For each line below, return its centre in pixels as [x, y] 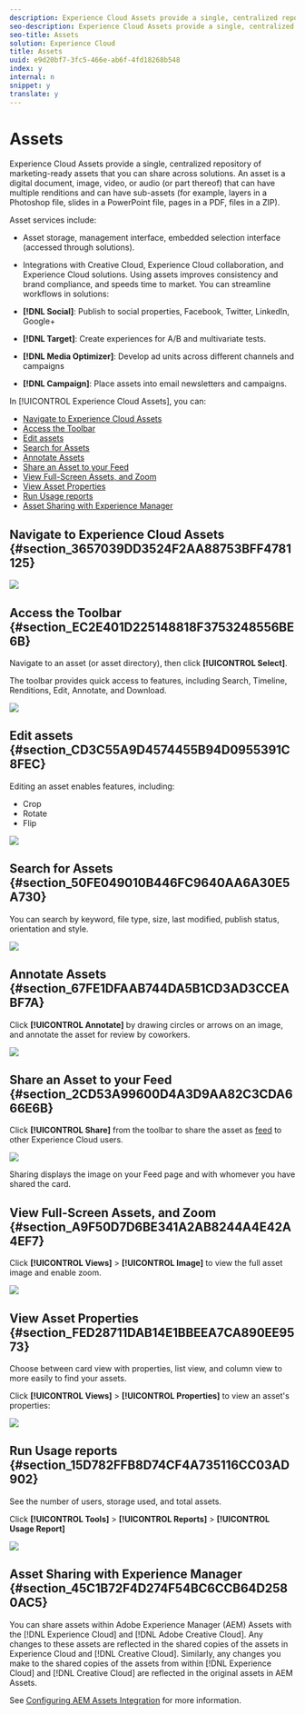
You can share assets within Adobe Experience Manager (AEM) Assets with [151, 1624]
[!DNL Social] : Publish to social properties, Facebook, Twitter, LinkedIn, [156, 312]
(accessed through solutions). [79, 247]
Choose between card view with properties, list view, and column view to [146, 1368]
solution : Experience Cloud [63, 43]
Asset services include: [53, 220]
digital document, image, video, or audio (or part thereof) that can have [143, 184]
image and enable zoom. [55, 1272]
